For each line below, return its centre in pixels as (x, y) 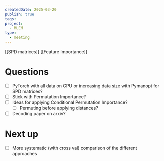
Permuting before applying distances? (59, 108)
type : (11, 33)
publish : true (20, 14)
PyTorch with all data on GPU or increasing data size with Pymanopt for (86, 86)
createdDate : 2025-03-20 (31, 10)
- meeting (20, 38)
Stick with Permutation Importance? (49, 96)
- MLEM (16, 28)
